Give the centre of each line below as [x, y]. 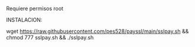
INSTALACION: [24, 20]
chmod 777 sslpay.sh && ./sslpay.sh [50, 37]
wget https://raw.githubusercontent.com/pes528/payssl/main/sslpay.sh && [97, 31]
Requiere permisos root [35, 9]
